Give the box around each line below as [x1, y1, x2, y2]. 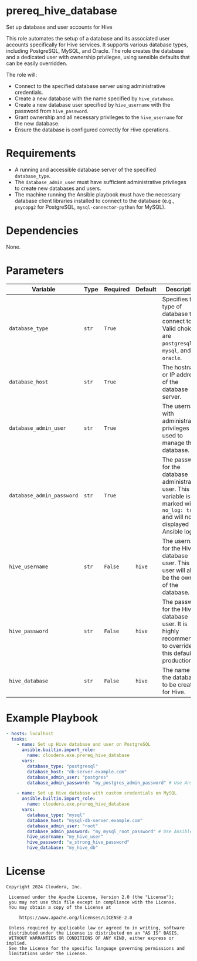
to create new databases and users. [14, 185, 101, 192]
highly [162, 627, 179, 635]
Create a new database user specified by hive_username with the [14, 101, 171, 108]
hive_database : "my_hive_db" [27, 845, 98, 851]
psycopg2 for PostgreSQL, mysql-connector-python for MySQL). [14, 203, 166, 210]
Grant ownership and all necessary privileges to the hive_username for [14, 113, 184, 121]
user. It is [162, 620, 188, 628]
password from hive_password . [14, 107, 89, 114]
